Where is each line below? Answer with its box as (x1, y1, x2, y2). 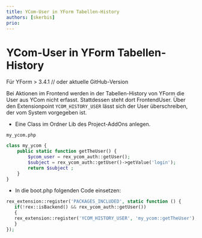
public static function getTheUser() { (17, 148, 117, 155)
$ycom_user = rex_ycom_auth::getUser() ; (28, 154, 130, 160)
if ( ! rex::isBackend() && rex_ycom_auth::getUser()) (14, 204, 147, 210)
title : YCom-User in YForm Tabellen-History (6, 8, 120, 15)
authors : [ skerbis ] (6, 14, 55, 20)
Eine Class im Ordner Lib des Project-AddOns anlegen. (14, 120, 151, 128)
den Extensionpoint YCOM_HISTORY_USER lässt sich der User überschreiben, (6, 103, 188, 110)
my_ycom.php (6, 132, 36, 138)
